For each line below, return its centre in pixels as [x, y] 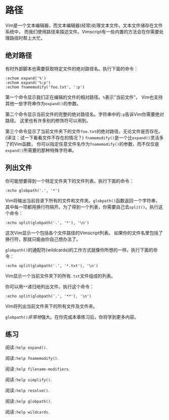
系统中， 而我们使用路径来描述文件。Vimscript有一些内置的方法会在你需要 [82, 31]
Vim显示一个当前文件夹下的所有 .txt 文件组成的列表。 [60, 276]
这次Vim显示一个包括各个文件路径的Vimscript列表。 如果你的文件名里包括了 [84, 233]
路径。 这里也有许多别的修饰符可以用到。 [48, 120]
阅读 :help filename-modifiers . [37, 369]
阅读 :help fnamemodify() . [32, 358]
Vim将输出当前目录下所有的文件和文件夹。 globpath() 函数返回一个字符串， [83, 200]
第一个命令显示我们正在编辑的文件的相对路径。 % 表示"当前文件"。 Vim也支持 [84, 97]
